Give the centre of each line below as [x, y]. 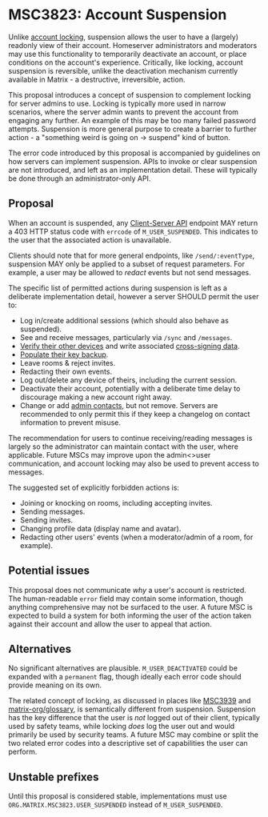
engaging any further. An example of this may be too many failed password [132, 120]
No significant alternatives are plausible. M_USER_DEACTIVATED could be [123, 668]
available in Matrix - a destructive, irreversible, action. [97, 79]
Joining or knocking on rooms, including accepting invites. [116, 503]
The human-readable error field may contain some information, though [126, 599]
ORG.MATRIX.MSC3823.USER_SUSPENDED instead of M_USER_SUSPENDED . [116, 805]
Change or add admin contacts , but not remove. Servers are [119, 405]
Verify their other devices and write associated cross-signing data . [130, 346]
